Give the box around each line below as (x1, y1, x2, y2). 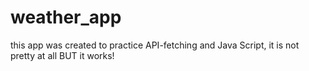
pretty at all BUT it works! (10, 49, 115, 61)
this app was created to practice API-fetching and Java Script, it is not (10, 39, 300, 51)
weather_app (10, 6, 122, 29)
